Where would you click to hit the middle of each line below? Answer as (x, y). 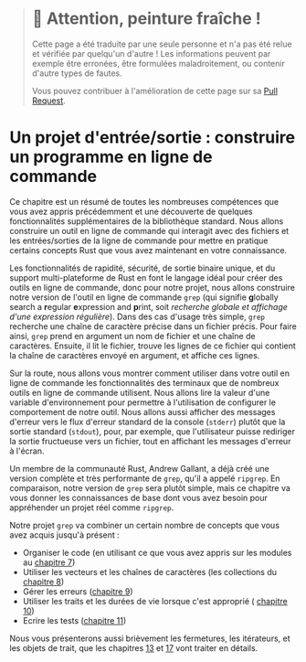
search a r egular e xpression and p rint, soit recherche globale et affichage (148, 306)
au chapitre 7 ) (49, 562)
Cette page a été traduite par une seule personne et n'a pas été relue (162, 44)
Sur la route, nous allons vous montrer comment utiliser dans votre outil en (150, 373)
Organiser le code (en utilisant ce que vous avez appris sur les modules (157, 552)
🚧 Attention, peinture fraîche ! (147, 19)
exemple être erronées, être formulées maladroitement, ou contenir (158, 63)
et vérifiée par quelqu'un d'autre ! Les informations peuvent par (151, 53)
